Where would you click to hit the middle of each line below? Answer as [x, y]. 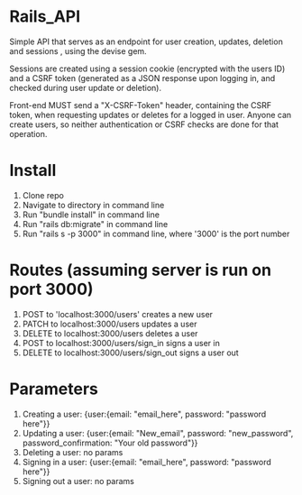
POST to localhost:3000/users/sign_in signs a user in [121, 343]
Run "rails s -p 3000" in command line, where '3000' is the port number [156, 234]
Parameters [54, 389]
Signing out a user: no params [78, 481]
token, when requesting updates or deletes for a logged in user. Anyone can [151, 115]
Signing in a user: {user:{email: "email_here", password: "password [147, 462]
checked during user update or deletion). [86, 87]
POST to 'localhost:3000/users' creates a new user [118, 314]
